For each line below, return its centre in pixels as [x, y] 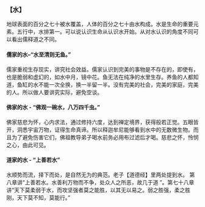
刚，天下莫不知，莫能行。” [38, 197]
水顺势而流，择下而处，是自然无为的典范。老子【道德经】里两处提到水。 [97, 175]
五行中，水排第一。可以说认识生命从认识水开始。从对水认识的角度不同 [105, 32]
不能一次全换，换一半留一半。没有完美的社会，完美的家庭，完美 [118, 84]
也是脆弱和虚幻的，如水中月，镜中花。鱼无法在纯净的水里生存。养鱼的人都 [100, 77]
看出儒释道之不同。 [35, 39]
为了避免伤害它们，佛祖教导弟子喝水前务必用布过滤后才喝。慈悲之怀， [99, 137]
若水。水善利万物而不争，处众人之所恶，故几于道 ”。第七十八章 [115, 182]
